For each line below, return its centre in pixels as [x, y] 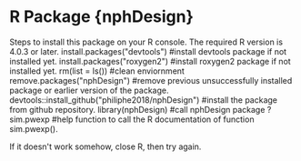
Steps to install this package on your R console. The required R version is [146, 42]
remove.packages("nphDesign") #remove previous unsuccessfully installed [151, 80]
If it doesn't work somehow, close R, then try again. [105, 146]
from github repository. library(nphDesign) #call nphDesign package [137, 109]
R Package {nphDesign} [101, 17]
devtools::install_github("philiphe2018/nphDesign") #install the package [144, 100]
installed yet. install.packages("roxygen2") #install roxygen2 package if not [150, 61]
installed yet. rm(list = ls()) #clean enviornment [97, 71]
